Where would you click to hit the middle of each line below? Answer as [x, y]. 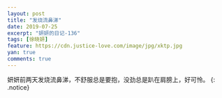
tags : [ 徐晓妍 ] [28, 40]
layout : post [26, 14]
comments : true [29, 59]
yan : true [22, 53]
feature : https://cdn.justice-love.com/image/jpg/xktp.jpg [95, 46]
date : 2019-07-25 [32, 26]
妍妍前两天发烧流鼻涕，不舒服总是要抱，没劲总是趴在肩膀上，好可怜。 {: [111, 79]
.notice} [18, 87]
